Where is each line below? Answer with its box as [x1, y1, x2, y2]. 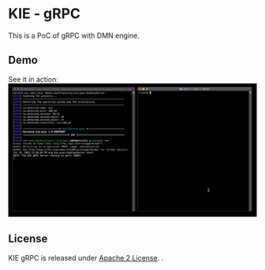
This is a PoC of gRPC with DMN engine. [8, 31, 140, 40]
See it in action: [8, 74, 59, 83]
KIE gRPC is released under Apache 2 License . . [8, 253, 164, 262]
